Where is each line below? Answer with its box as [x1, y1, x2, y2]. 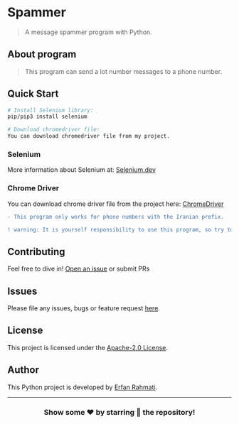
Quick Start [7, 88, 59, 100]
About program [7, 48, 77, 60]
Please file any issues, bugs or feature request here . [7, 304, 160, 312]
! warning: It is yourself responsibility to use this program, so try [7, 226, 224, 233]
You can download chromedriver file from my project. [7, 133, 171, 140]
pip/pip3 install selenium [7, 113, 87, 121]
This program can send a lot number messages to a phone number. [24, 67, 223, 75]
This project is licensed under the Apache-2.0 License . [7, 343, 169, 352]
